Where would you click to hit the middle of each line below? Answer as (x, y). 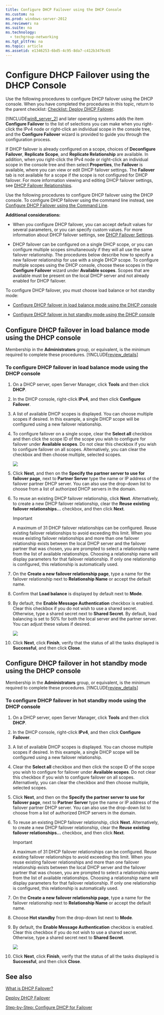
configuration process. (28, 140)
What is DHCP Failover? (29, 989)
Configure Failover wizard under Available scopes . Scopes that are (81, 271)
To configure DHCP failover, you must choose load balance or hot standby (80, 290)
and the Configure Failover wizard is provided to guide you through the (77, 134)
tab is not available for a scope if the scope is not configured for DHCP (77, 175)
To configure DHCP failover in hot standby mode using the (76, 701)
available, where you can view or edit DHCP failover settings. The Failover (80, 170)
